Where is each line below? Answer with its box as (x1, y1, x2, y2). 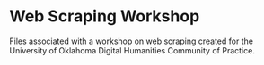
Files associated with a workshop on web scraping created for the (9, 36, 254, 46)
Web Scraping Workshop (9, 6, 200, 27)
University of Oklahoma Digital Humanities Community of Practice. (9, 45, 256, 55)
